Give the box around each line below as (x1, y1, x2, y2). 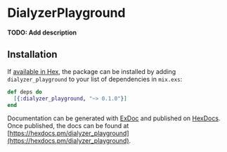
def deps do (7, 88, 42, 96)
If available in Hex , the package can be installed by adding (7, 67, 176, 75)
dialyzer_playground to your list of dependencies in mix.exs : (7, 75, 183, 83)
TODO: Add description (7, 28, 77, 37)
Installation (7, 49, 58, 61)
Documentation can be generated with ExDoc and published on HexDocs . (7, 114, 221, 122)
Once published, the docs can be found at (7, 122, 129, 130)
